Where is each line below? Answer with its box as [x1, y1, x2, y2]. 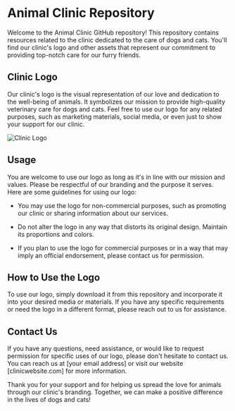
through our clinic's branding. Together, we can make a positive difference [7, 388, 223, 396]
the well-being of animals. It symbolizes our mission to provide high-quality [7, 97, 226, 106]
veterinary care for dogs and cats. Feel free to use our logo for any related [7, 104, 223, 114]
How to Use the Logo [7, 271, 101, 283]
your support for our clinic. [7, 120, 85, 128]
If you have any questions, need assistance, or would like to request [7, 344, 204, 353]
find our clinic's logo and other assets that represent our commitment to [7, 43, 216, 51]
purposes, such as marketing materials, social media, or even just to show [7, 112, 222, 121]
